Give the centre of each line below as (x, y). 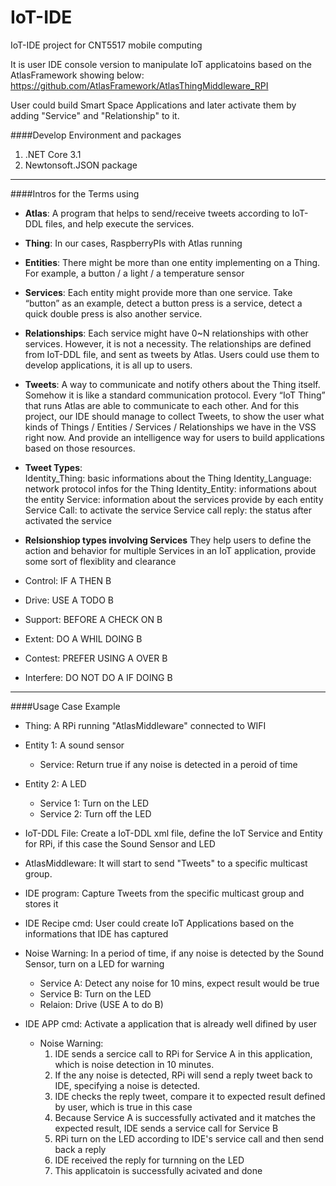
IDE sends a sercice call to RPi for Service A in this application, (183, 1053)
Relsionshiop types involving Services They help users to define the (168, 540)
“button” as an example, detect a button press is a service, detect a (163, 303)
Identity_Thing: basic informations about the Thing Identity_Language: (168, 478)
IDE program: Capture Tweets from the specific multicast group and (164, 893)
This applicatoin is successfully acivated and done (158, 1170)
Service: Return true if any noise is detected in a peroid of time (168, 764)
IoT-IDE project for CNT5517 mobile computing (106, 45)
